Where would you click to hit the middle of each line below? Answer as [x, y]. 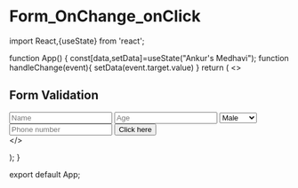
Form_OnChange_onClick [105, 16]
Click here [136, 129]
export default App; [45, 174]
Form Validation [54, 95]
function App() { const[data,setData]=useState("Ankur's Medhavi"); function [149, 58]
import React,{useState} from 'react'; [77, 41]
